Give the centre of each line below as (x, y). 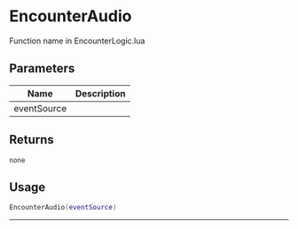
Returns (32, 140)
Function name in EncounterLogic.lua (77, 41)
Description (100, 93)
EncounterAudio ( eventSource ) (63, 208)
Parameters (42, 69)
